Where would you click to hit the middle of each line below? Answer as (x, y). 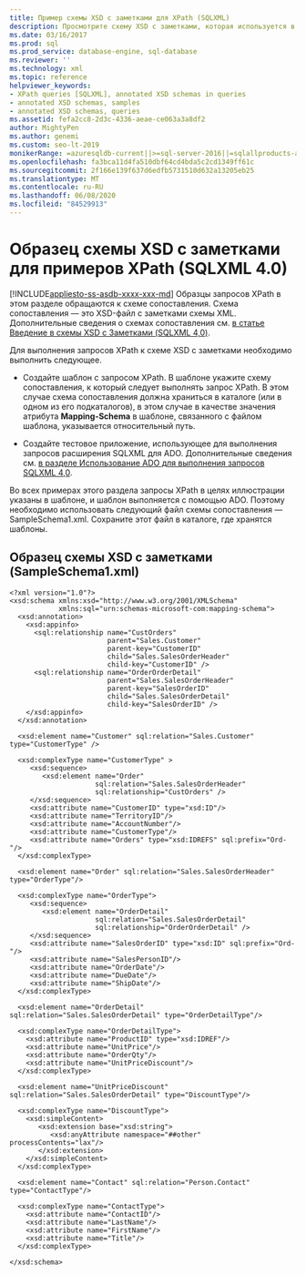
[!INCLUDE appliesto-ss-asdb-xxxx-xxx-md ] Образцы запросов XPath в (145, 293)
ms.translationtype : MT (55, 178)
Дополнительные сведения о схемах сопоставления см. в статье (138, 322)
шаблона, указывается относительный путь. (109, 425)
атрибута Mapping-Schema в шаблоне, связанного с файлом (142, 416)
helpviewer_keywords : (51, 86)
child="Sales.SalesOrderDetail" (168, 696)
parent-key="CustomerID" (154, 648)
